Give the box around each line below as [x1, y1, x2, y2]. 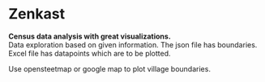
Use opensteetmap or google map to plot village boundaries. [8, 64, 211, 73]
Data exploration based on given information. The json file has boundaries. [8, 39, 258, 49]
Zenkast [8, 5, 66, 23]
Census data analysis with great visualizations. [8, 31, 172, 41]
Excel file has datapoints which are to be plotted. [8, 48, 172, 58]
